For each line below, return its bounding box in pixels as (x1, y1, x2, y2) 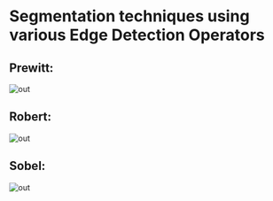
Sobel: (9, 158, 46, 174)
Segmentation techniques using (9, 6, 250, 27)
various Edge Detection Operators (9, 25, 265, 45)
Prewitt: (9, 60, 54, 75)
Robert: (9, 109, 51, 125)
